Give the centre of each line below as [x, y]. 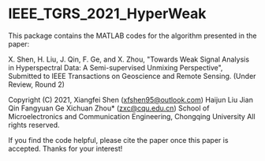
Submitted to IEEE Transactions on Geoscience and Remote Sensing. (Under [132, 76]
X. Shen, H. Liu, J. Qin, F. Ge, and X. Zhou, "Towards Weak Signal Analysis [129, 59]
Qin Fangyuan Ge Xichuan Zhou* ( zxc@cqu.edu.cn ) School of [109, 108]
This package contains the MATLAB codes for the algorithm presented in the [132, 36]
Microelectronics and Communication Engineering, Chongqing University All [132, 116]
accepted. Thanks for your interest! [65, 148]
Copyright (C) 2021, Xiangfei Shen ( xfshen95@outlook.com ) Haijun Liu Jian [131, 99]
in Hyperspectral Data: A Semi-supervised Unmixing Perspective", [116, 67]
